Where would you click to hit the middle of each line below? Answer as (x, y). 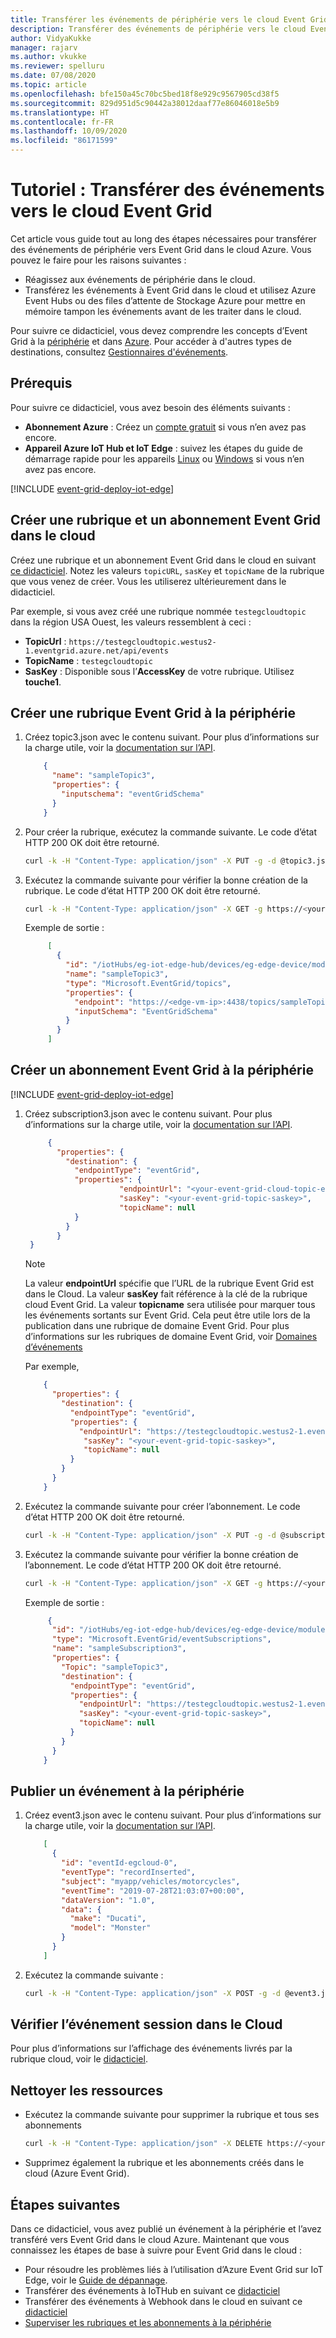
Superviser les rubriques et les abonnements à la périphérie (148, 2322)
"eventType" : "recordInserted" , (128, 1872)
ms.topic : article (48, 85)
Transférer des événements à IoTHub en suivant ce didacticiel (152, 2290)
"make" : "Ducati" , (108, 1919)
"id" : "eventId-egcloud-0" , (119, 1863)
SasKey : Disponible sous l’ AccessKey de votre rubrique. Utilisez (159, 671)
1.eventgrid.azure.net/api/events (96, 651)
